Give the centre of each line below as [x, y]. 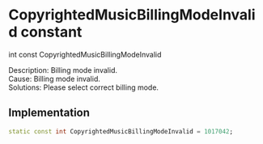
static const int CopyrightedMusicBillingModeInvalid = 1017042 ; [121, 131]
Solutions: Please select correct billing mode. [84, 87]
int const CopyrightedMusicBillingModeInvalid [85, 54]
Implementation [49, 113]
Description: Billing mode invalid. [63, 70]
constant [51, 32]
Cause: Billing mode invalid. [55, 78]
